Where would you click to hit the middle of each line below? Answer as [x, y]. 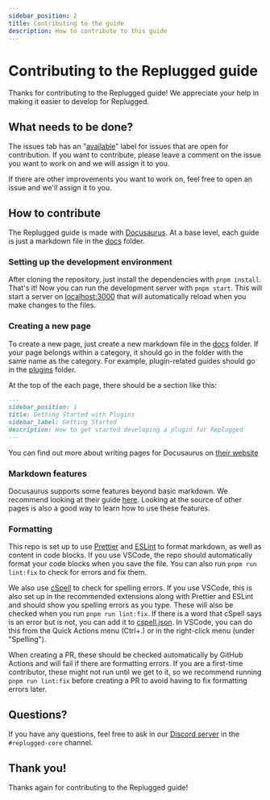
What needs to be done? [71, 127]
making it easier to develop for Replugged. [79, 102]
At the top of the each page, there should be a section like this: [113, 385]
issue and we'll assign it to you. [60, 188]
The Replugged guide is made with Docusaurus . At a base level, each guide [134, 232]
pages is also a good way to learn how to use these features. [110, 508]
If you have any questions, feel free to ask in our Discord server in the [124, 734]
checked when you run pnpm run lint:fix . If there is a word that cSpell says [135, 614]
